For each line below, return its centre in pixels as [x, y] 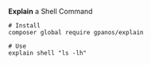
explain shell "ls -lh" [48, 53]
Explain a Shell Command [50, 11]
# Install [25, 26]
